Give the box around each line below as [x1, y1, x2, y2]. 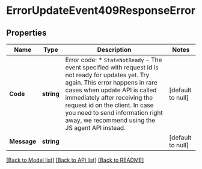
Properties [6, 28, 47, 38]
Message [9, 137, 37, 145]
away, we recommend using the [65, 116, 156, 124]
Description [97, 46, 132, 54]
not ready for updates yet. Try [65, 71, 150, 79]
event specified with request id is [65, 63, 159, 71]
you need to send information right [65, 109, 164, 116]
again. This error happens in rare [65, 78, 158, 86]
